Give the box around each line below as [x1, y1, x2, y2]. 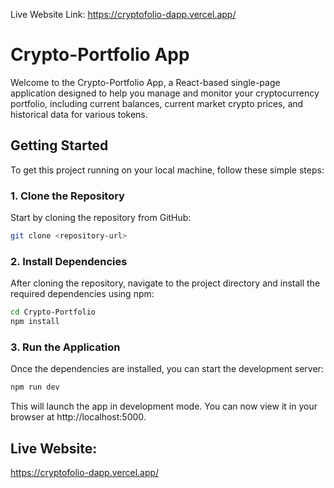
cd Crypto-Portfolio [10, 307, 97, 318]
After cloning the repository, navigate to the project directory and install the [10, 277, 321, 289]
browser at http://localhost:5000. [10, 411, 147, 423]
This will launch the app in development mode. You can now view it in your [10, 400, 318, 413]
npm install [10, 317, 60, 327]
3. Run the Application [10, 340, 121, 354]
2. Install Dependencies [10, 254, 128, 268]
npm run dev [10, 382, 60, 393]
